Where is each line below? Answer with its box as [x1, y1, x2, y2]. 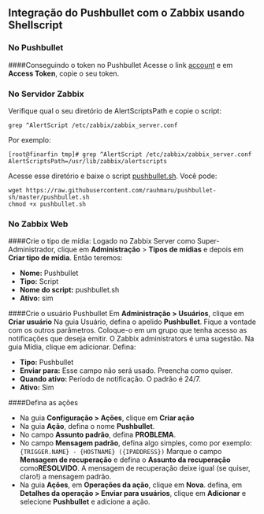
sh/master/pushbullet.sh [8, 193, 90, 201]
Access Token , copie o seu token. [8, 69, 120, 78]
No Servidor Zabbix [8, 88, 84, 99]
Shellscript [8, 19, 63, 32]
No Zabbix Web [8, 218, 69, 229]
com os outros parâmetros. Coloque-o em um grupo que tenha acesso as [8, 326, 247, 335]
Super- [196, 237, 220, 246]
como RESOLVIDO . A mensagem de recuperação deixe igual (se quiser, [19, 464, 251, 473]
